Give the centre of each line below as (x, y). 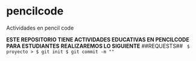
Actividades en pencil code (40, 28)
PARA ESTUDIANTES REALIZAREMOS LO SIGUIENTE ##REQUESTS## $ (98, 46)
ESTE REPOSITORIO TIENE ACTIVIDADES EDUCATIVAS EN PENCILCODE (98, 39)
